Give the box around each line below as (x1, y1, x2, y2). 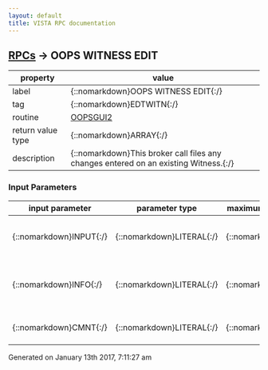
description (12, 153, 55, 164)
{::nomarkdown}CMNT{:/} (12, 321, 108, 332)
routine (12, 112, 39, 123)
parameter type (136, 202, 198, 213)
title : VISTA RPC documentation (8, 19, 116, 27)
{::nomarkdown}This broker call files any (70, 148, 222, 159)
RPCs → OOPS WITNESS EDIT (8, 49, 159, 62)
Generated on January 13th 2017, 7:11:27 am (8, 352, 152, 362)
